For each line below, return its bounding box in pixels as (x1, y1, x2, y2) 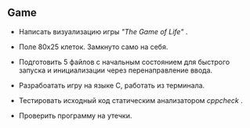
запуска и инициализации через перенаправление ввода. (18, 66, 213, 75)
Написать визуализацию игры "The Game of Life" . (18, 27, 188, 36)
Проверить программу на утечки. (18, 111, 132, 120)
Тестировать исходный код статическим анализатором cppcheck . (18, 95, 244, 105)
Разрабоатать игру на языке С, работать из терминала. (18, 80, 205, 90)
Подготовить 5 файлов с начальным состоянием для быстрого (18, 57, 230, 66)
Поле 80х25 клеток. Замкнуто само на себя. (18, 42, 168, 52)
